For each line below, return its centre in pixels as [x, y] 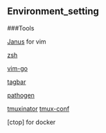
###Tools [21, 28]
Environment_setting [53, 11]
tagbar [17, 82]
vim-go [17, 68]
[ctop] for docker [32, 122]
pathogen [21, 95]
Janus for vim [27, 42]
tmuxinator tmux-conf [38, 108]
